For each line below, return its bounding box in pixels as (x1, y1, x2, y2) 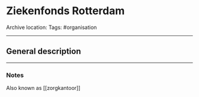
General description (6, 46, 81, 57)
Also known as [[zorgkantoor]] (6, 85, 81, 92)
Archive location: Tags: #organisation (6, 24, 97, 31)
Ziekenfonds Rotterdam (6, 4, 125, 18)
